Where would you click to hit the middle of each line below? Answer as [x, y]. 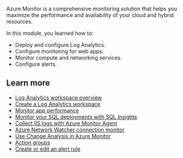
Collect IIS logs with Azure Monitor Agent [66, 123]
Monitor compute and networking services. [68, 58]
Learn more [28, 83]
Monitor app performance [47, 110]
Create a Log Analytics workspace [57, 104]
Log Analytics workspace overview [58, 97]
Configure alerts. [36, 64]
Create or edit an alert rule [48, 149]
